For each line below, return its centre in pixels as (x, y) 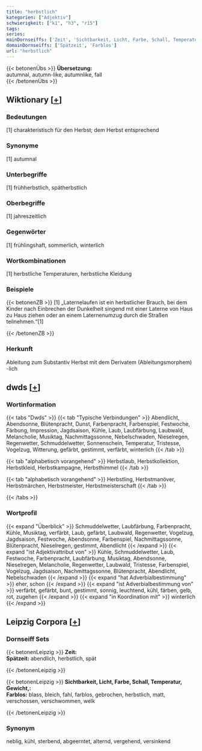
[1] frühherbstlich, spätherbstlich (47, 188)
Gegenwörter (26, 232)
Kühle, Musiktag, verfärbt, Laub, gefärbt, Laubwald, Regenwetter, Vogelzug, (100, 532)
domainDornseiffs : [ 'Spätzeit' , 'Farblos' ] (62, 46)
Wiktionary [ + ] (34, 100)
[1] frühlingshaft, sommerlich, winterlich (55, 245)
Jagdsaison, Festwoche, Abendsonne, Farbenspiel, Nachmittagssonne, (94, 539)
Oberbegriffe (26, 203)
